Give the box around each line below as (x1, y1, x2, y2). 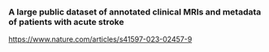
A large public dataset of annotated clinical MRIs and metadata (8, 6, 262, 18)
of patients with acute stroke (8, 16, 124, 27)
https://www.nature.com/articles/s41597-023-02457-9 (8, 34, 193, 44)
